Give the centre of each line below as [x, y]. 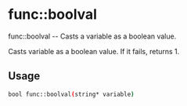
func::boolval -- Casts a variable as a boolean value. [92, 36]
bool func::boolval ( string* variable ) [71, 94]
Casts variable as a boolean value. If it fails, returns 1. [94, 51]
